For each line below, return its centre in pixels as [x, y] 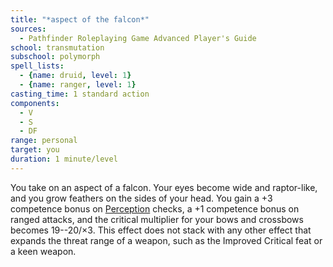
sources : [28, 29]
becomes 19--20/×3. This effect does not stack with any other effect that [161, 230]
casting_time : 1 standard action [80, 94]
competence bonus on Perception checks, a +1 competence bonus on [155, 208]
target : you [35, 150]
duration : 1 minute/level [64, 159]
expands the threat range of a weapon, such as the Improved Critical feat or [166, 240]
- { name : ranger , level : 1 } [78, 85]
